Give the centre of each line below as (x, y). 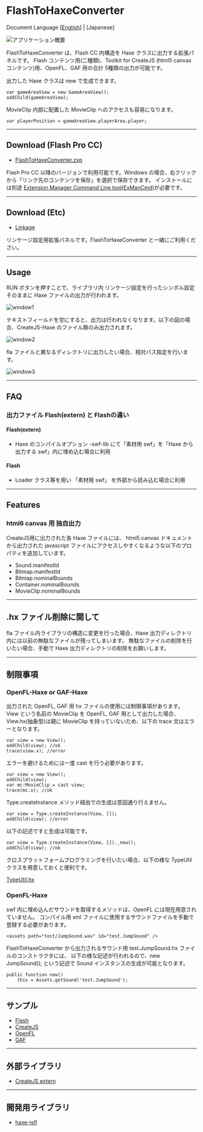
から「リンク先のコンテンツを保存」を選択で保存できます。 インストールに (99, 180)
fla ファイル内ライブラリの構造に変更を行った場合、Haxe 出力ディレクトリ (99, 633)
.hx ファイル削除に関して (53, 617)
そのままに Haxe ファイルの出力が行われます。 (64, 295)
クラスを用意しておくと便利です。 (48, 868)
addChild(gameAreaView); (37, 98)
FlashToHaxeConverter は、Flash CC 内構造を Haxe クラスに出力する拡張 (98, 53)
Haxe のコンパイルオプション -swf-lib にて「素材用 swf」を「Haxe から (104, 444)
